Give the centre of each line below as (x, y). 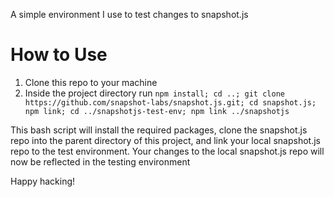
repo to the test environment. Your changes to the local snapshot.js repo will (167, 151)
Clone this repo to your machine (91, 82)
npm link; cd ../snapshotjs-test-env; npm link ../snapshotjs (157, 111)
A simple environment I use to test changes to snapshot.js (129, 14)
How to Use (59, 55)
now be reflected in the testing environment (100, 161)
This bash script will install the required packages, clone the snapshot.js (159, 130)
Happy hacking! (43, 181)
